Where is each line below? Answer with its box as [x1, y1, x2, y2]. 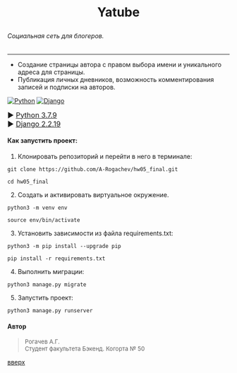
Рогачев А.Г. [24, 338, 60, 346]
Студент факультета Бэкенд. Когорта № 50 [24, 345, 145, 353]
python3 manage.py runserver [7, 307, 93, 314]
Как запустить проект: [7, 136, 78, 145]
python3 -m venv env [7, 204, 68, 211]
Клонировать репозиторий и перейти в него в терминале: [17, 153, 193, 160]
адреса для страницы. [17, 68, 85, 76]
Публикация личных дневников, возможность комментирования [17, 75, 214, 83]
